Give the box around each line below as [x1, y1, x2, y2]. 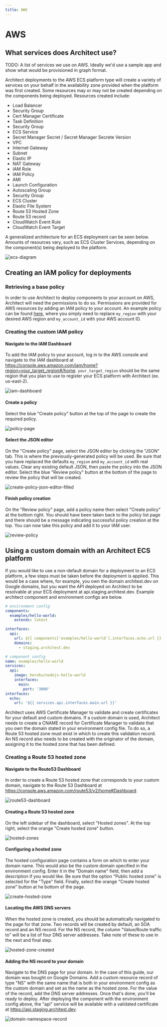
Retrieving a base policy [5, 283, 65, 290]
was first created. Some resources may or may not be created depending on [5, 87, 162, 93]
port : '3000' [23, 686, 50, 691]
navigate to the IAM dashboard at [5, 357, 74, 363]
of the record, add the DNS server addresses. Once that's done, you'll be [5, 991, 156, 997]
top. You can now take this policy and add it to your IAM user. [5, 522, 131, 528]
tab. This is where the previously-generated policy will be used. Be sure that [5, 453, 162, 459]
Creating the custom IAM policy [5, 329, 84, 336]
